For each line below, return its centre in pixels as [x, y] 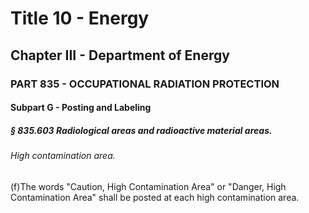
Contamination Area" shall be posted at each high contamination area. [155, 197]
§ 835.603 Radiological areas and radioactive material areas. [141, 130]
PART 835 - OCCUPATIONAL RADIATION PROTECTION [145, 84]
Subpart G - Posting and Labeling [81, 108]
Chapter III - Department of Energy [120, 55]
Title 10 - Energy [80, 18]
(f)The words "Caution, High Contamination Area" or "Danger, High [148, 186]
